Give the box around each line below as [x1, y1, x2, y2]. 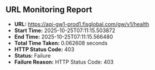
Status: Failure [14, 52, 51, 59]
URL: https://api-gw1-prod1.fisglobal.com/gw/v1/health [14, 20, 150, 27]
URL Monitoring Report [5, 5, 93, 15]
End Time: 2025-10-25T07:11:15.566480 [14, 33, 113, 40]
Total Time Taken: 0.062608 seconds [14, 39, 108, 46]
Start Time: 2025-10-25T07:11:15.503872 [14, 27, 116, 34]
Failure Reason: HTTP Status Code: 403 [14, 58, 114, 65]
